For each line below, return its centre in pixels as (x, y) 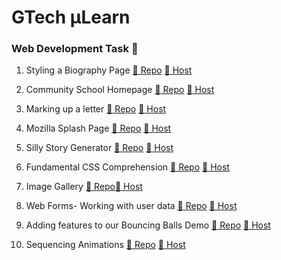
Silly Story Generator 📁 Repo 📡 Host (99, 148)
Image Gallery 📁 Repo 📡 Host (84, 187)
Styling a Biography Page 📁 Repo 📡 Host (109, 70)
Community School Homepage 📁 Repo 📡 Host (120, 90)
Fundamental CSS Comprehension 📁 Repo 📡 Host (127, 167)
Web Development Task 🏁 (75, 49)
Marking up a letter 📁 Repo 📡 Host (96, 109)
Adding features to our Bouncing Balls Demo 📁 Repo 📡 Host (148, 225)
